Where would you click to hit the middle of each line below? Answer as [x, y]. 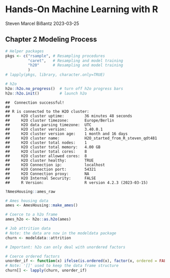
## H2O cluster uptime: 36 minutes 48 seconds [69, 116]
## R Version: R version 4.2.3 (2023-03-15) [77, 182]
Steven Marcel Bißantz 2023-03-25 [42, 23]
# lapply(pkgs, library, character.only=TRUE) [55, 75]
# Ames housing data [27, 201]
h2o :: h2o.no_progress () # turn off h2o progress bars [64, 88]
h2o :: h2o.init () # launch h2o [46, 93]
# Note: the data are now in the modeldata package [61, 233]
